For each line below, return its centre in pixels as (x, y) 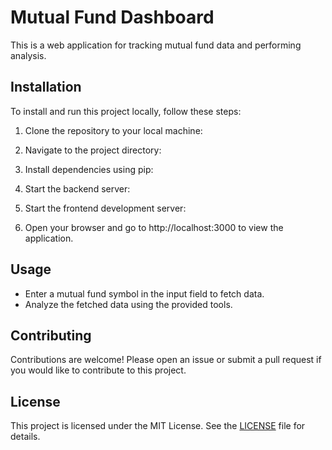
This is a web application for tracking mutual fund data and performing (156, 45)
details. (25, 437)
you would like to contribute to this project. (98, 370)
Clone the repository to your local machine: (113, 130)
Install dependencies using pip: (89, 169)
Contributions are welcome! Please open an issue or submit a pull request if (166, 360)
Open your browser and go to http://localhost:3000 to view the (154, 227)
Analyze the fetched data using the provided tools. (128, 304)
